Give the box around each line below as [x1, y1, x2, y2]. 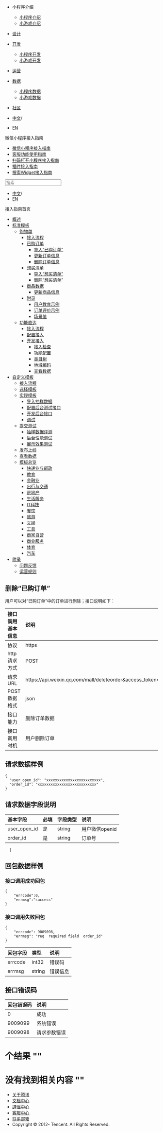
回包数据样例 [5, 862, 44, 870]
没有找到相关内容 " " [5, 1075, 85, 1085]
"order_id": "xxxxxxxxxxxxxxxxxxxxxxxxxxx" [9, 782, 98, 787]
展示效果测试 [26, 441, 52, 447]
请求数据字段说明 [5, 801, 56, 809]
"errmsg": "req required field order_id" [14, 934, 103, 939]
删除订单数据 [25, 715, 55, 721]
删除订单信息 [33, 259, 60, 265]
